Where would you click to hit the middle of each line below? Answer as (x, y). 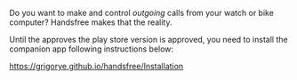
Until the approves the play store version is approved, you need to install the (148, 40)
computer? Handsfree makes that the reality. (91, 22)
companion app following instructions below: (92, 49)
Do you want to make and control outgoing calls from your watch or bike (141, 13)
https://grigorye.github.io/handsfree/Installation (96, 66)
